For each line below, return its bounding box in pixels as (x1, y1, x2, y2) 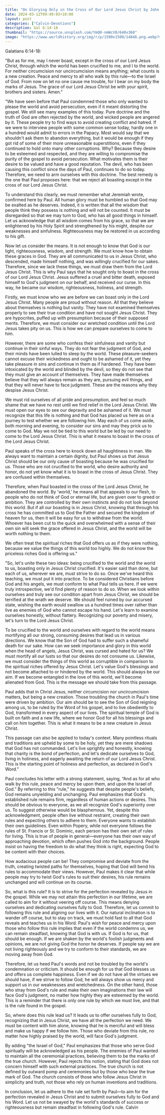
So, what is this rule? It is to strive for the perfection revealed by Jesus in (5, 888, 153, 894)
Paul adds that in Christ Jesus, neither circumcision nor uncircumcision (5, 688, 149, 694)
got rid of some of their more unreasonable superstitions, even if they (5, 140, 146, 146)
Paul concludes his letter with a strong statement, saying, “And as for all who (5, 775, 160, 781)
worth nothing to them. (5, 530, 52, 536)
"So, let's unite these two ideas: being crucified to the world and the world (5, 560, 156, 566)
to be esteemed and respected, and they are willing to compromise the (5, 150, 148, 156)
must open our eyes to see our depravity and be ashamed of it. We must (5, 407, 151, 413)
